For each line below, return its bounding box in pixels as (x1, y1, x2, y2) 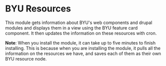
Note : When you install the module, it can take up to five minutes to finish (5, 39, 156, 45)
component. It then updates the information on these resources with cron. (5, 30, 157, 36)
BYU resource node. (5, 55, 47, 61)
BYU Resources (5, 3, 71, 14)
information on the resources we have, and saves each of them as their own (5, 50, 161, 56)
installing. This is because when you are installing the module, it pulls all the (5, 45, 161, 51)
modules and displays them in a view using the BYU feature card (5, 24, 138, 30)
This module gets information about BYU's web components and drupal (5, 19, 153, 25)
